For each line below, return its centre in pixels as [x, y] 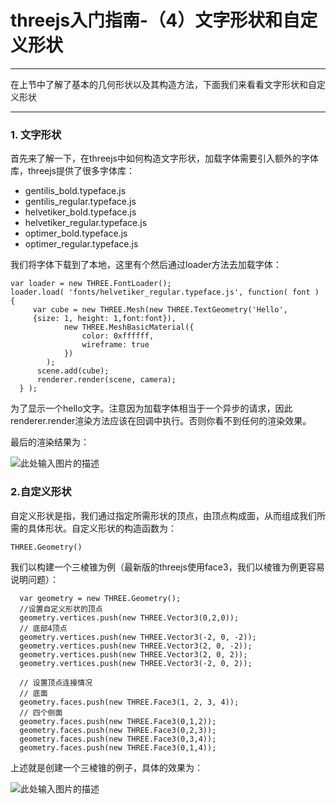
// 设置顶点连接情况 [56, 682]
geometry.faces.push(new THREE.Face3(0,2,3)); [118, 730]
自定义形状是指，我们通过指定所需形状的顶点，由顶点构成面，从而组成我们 [163, 515]
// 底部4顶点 [43, 628]
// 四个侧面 [41, 712]
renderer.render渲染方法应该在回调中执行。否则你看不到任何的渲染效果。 [161, 421]
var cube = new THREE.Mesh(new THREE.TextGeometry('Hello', [160, 310]
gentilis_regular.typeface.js [80, 202]
